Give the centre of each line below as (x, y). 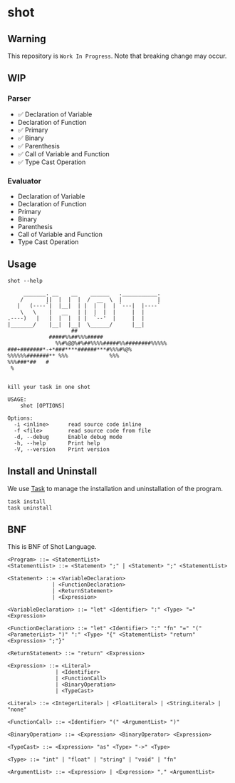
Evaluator (24, 181)
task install (27, 501)
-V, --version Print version (62, 449)
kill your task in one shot (49, 387)
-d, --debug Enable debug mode (68, 437)
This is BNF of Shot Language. (52, 547)
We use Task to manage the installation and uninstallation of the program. (115, 488)
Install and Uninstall (52, 471)
